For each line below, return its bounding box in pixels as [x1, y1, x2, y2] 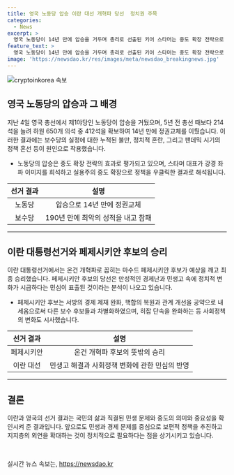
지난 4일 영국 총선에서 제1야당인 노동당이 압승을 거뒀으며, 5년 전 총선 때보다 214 [7, 118, 224, 126]
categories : [7, 17, 42, 24]
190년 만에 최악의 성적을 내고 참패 [45, 212, 152, 222]
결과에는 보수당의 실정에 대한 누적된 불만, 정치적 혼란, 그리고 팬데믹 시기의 [19, 136, 221, 144]
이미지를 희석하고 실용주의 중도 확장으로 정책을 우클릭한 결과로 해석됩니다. [24, 168, 226, 176]
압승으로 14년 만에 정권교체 [55, 200, 141, 210]
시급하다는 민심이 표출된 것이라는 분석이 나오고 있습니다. [19, 284, 173, 292]
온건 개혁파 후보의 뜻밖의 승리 [74, 347, 165, 357]
